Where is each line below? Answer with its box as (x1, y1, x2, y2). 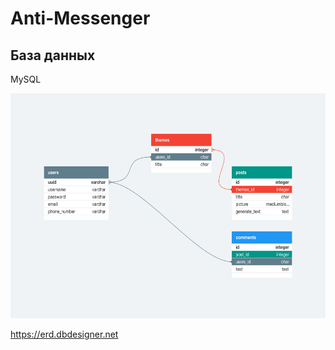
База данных (10, 47, 96, 64)
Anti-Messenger (10, 7, 151, 30)
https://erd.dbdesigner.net (10, 328, 119, 340)
